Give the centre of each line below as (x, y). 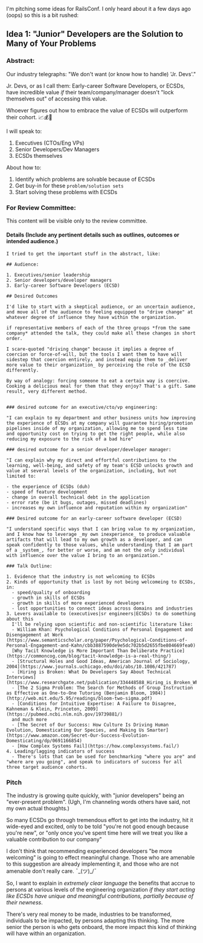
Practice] (173, 651)
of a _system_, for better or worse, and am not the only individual (96, 550)
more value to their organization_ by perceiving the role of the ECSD (98, 365)
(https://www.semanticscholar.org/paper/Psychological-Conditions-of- (97, 641)
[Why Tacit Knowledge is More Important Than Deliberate (85, 651)
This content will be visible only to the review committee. (77, 221)
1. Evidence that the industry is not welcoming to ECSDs (81, 577)
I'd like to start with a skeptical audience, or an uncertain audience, (101, 307)
